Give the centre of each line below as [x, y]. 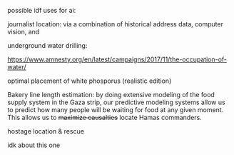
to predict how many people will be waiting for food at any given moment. [116, 110]
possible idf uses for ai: [42, 10]
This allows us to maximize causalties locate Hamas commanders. [105, 117]
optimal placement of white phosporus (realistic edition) [90, 81]
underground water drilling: [47, 45]
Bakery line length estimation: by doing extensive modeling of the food [111, 95]
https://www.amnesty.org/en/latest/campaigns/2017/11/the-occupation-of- [117, 59]
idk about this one [34, 145]
